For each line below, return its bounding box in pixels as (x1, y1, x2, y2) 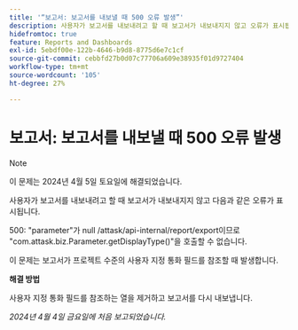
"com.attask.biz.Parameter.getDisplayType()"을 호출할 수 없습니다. (9, 236, 247, 247)
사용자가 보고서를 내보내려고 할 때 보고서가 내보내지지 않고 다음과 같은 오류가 (9, 194, 275, 205)
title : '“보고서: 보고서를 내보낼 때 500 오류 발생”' (9, 12, 184, 22)
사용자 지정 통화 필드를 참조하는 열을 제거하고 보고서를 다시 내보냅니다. (9, 292, 253, 302)
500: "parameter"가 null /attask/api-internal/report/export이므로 (9, 224, 241, 235)
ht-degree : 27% (9, 79, 66, 88)
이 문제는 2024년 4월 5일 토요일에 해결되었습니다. (9, 176, 183, 186)
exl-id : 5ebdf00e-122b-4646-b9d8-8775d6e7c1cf (9, 46, 184, 55)
